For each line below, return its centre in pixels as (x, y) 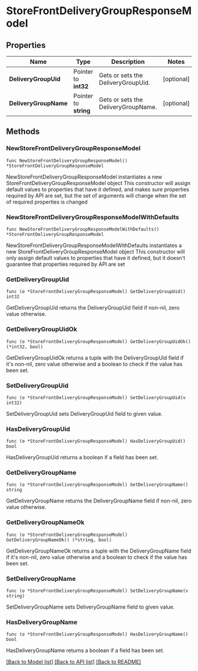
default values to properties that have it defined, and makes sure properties (98, 189)
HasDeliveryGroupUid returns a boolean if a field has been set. (82, 458)
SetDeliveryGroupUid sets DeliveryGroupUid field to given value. (85, 413)
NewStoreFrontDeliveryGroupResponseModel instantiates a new (84, 177)
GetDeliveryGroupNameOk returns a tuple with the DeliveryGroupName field (99, 551)
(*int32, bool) (25, 347)
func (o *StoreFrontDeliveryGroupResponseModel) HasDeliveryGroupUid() (96, 441)
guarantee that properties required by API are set (66, 264)
